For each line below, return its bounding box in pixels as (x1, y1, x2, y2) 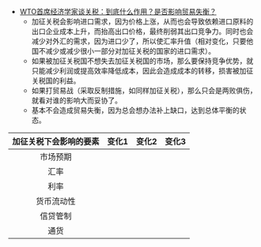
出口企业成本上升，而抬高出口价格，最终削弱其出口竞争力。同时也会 (31, 27, 254, 36)
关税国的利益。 (31, 76, 81, 85)
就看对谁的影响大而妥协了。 (31, 95, 123, 105)
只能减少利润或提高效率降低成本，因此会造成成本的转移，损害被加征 (31, 66, 254, 75)
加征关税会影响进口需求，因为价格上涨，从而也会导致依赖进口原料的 (31, 17, 254, 26)
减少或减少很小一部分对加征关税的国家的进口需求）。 (45, 47, 216, 55)
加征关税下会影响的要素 (12, 137, 100, 147)
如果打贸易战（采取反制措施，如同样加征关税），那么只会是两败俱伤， (31, 86, 257, 95)
